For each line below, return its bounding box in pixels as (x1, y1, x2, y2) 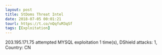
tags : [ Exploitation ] (5, 26, 50, 31)
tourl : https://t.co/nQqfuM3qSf (5, 21, 72, 26)
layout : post (5, 7, 32, 12)
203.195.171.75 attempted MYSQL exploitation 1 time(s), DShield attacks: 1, (5, 39, 157, 45)
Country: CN (5, 45, 31, 51)
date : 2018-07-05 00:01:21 (5, 16, 61, 21)
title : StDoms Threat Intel (5, 12, 64, 17)
